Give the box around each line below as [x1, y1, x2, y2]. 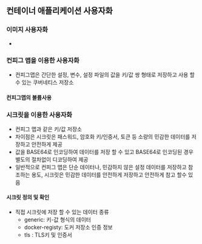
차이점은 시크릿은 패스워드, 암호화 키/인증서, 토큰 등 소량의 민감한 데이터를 [15, 133, 190, 140]
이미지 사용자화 [6, 26, 49, 34]
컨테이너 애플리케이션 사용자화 [6, 5, 113, 16]
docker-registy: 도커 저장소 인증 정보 [24, 224, 113, 231]
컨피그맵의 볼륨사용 [6, 94, 52, 101]
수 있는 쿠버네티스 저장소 [15, 78, 74, 86]
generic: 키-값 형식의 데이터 [24, 216, 91, 223]
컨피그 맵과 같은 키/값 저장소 [15, 125, 82, 133]
